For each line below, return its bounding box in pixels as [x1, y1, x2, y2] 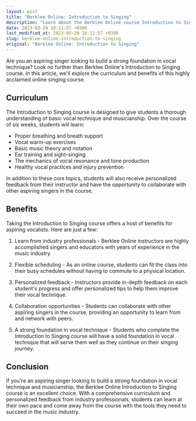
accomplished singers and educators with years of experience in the [14, 244, 180, 251]
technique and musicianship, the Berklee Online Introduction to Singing [6, 384, 177, 391]
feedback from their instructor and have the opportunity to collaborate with [6, 181, 187, 188]
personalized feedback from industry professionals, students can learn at [6, 396, 183, 403]
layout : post [6, 8, 38, 15]
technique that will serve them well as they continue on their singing [14, 338, 178, 345]
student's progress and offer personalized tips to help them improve [14, 285, 178, 292]
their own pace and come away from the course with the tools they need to [6, 402, 187, 409]
